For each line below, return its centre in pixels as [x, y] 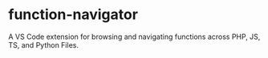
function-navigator [73, 15]
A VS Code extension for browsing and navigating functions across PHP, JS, [134, 37]
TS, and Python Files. [43, 44]
